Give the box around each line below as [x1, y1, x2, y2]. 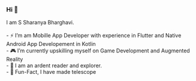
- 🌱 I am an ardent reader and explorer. [6, 62, 102, 69]
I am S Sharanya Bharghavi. [6, 19, 74, 26]
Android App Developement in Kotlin [6, 40, 96, 48]
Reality [6, 56, 23, 63]
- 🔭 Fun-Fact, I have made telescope [6, 68, 97, 76]
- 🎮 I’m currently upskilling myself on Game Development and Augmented [6, 47, 190, 54]
